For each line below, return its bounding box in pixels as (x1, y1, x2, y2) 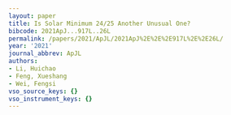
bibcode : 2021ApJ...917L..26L (8, 27, 111, 35)
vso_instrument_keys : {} (8, 95, 93, 103)
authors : (8, 57, 38, 66)
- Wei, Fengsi (8, 79, 57, 87)
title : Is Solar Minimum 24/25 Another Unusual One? (8, 19, 191, 28)
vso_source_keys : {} (8, 87, 79, 96)
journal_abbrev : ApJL (8, 49, 82, 57)
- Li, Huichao (8, 65, 57, 73)
